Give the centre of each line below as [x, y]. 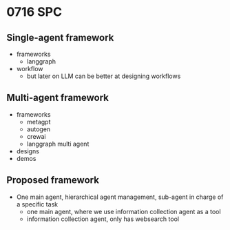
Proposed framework [53, 180]
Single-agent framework [60, 38]
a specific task [37, 204]
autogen [39, 129]
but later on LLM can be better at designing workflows [104, 76]
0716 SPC [34, 12]
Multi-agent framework [58, 98]
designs [28, 151]
